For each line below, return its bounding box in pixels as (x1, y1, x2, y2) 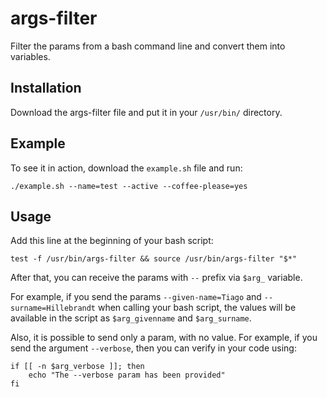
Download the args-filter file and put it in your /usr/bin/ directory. (10, 106, 283, 118)
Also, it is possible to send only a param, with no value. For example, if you (10, 332, 318, 344)
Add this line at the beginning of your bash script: (10, 235, 214, 247)
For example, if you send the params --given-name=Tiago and (10, 291, 262, 303)
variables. (10, 50, 51, 62)
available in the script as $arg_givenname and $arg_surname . (10, 312, 252, 324)
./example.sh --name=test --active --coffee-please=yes (10, 181, 248, 191)
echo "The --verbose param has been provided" (28, 370, 226, 381)
